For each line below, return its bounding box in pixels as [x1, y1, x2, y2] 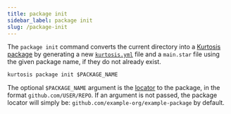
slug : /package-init [7, 23, 68, 30]
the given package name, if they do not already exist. [7, 58, 162, 66]
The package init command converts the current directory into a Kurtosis [7, 43, 221, 51]
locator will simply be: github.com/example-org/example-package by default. [7, 99, 225, 107]
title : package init [7, 10, 68, 18]
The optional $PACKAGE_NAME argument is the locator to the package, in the [7, 84, 220, 92]
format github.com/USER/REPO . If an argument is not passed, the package [7, 91, 218, 99]
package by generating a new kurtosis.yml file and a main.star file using [7, 50, 220, 58]
